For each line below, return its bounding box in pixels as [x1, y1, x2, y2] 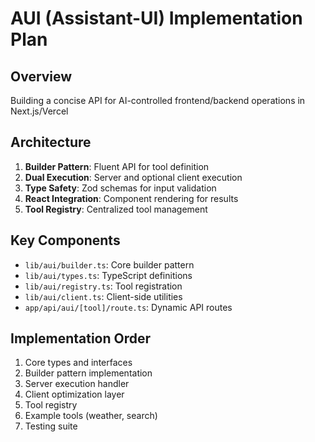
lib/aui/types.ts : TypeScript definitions [24, 269, 193, 281]
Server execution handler [24, 378, 130, 390]
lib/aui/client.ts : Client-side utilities [24, 290, 183, 302]
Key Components [10, 232, 121, 249]
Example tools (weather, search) [24, 410, 158, 422]
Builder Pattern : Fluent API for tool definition [24, 160, 210, 172]
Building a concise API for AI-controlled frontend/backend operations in [10, 95, 306, 106]
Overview [10, 68, 73, 85]
